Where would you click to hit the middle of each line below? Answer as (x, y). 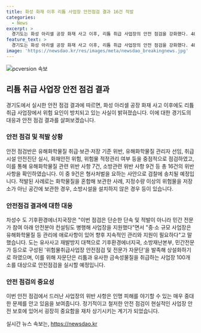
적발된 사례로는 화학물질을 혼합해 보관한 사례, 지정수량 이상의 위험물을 (100, 181)
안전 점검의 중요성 (31, 282)
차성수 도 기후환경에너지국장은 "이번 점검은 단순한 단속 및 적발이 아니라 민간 (94, 220)
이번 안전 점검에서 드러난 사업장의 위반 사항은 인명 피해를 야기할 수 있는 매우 (95, 296)
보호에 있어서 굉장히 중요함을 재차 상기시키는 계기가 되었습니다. (86, 311)
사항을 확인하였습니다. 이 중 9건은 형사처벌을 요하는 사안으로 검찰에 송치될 (92, 173)
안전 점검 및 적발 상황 (34, 137)
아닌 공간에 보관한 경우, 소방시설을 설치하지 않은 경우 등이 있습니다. (95, 188)
